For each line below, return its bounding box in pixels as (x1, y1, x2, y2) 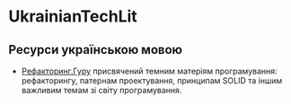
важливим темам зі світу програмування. (21, 85, 182, 95)
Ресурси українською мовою (8, 42, 183, 57)
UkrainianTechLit (8, 6, 138, 27)
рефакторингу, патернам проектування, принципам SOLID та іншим (21, 75, 283, 86)
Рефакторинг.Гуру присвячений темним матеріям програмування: (21, 65, 278, 76)
